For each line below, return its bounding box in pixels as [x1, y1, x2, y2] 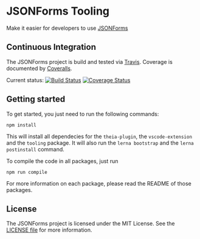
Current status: [6, 76, 44, 83]
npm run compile [6, 169, 47, 175]
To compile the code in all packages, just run [6, 157, 119, 165]
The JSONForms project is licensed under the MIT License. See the [6, 220, 175, 227]
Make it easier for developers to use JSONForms [6, 24, 128, 32]
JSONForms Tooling [6, 4, 110, 18]
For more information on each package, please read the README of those [6, 179, 191, 187]
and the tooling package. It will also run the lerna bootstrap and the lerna [6, 139, 194, 147]
